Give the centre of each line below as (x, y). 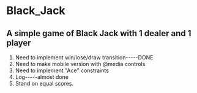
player (19, 43)
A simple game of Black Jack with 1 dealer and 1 (99, 33)
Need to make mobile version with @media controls (80, 64)
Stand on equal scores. (44, 84)
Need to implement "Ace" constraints (62, 70)
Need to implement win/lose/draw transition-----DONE (84, 58)
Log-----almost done (42, 77)
